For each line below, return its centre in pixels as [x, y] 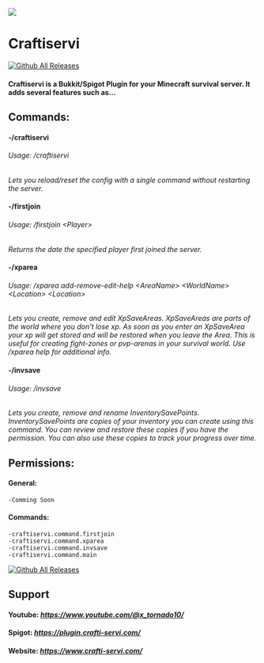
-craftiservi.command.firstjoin [61, 534]
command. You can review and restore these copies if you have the [119, 430]
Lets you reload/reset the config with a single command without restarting [129, 180]
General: [23, 483]
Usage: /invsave [35, 388]
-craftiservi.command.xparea [56, 541]
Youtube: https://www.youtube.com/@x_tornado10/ [96, 615]
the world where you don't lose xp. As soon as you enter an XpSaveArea [126, 327]
